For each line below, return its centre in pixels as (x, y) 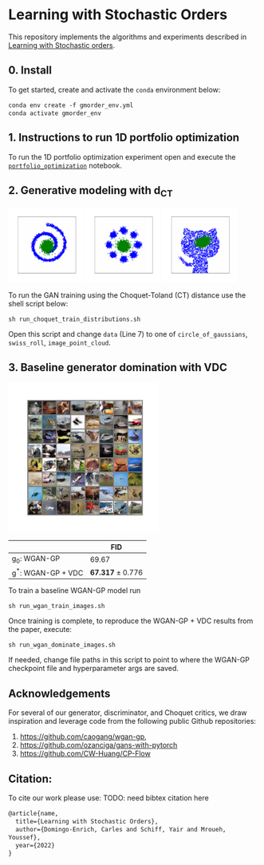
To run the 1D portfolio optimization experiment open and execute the (122, 156)
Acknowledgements (59, 693)
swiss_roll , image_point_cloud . (60, 342)
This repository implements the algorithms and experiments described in (128, 37)
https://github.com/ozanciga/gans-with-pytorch (99, 745)
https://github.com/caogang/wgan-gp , (83, 737)
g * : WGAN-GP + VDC (47, 572)
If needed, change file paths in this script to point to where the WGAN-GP (129, 660)
